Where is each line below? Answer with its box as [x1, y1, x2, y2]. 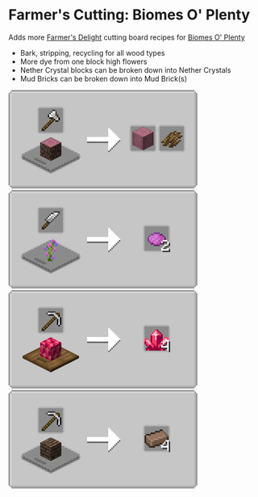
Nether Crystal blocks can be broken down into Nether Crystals [19, 65, 231, 74]
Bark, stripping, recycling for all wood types [19, 48, 165, 57]
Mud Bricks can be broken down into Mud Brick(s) [19, 74, 188, 83]
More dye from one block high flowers [19, 57, 148, 66]
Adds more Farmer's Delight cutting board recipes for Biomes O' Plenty [8, 32, 246, 42]
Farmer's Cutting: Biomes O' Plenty [8, 6, 251, 24]
